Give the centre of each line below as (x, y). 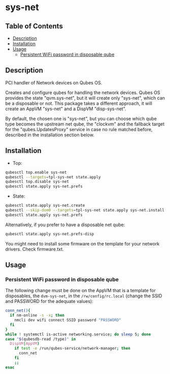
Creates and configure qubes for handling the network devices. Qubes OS (83, 92)
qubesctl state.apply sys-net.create (45, 206)
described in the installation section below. (50, 135)
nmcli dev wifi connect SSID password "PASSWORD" (68, 320)
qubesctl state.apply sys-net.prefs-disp (50, 234)
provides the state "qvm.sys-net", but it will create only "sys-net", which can (85, 98)
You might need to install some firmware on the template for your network (82, 243)
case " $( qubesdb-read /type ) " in (41, 339)
